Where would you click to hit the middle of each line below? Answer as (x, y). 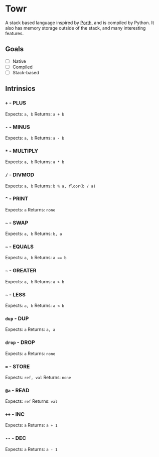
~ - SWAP (17, 222)
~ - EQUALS (20, 247)
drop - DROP (20, 342)
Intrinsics (20, 89)
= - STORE (18, 366)
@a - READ (17, 390)
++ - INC (15, 414)
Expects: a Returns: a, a (30, 329)
